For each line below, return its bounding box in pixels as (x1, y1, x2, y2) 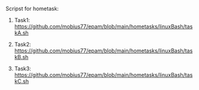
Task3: (14, 65, 31, 72)
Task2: (14, 41, 31, 48)
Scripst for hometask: (5, 5, 59, 12)
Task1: (14, 17, 31, 23)
